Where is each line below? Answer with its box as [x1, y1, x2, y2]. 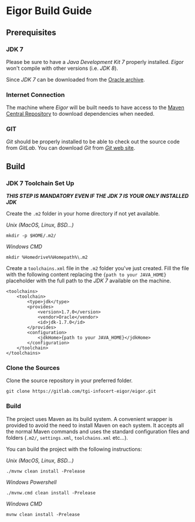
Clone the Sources [6, 364, 60, 372]
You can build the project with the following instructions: [6, 445, 142, 453]
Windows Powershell [6, 479, 57, 486]
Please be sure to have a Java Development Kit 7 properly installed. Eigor [6, 58, 184, 65]
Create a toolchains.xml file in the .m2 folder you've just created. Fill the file [6, 265, 190, 272]
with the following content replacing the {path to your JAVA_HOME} [6, 271, 167, 278]
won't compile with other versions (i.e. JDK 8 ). [6, 65, 119, 72]
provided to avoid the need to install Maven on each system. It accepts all [6, 422, 184, 429]
